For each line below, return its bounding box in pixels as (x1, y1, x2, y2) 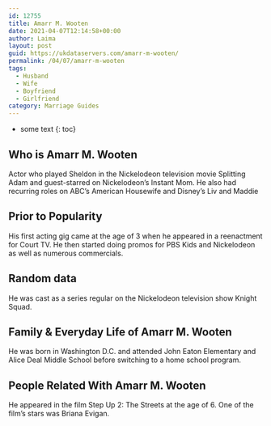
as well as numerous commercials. (8, 248, 124, 258)
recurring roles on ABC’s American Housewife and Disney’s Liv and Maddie (8, 186, 259, 196)
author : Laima (8, 34, 57, 43)
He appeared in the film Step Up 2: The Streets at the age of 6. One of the (8, 400, 254, 410)
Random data (8, 272, 77, 285)
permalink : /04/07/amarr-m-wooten (8, 57, 125, 65)
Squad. (8, 302, 32, 311)
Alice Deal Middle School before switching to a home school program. (8, 355, 241, 365)
